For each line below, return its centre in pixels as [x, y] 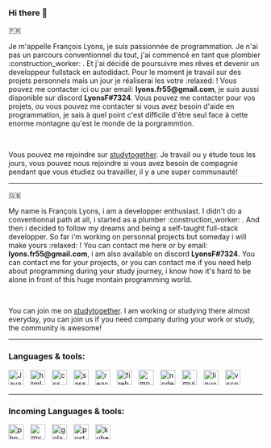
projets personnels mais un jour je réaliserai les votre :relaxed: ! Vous [123, 81]
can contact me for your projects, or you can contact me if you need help [130, 263]
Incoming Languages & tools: [67, 411]
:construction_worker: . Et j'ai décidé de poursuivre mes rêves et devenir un [134, 64]
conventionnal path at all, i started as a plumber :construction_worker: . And [134, 220]
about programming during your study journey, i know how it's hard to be [130, 271]
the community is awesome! [55, 328]
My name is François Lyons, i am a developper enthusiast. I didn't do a [125, 211]
